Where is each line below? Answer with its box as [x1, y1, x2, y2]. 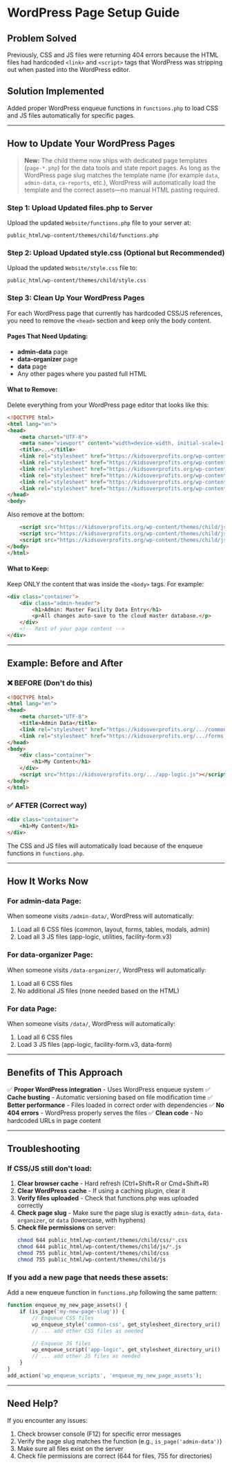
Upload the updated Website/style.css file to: [7, 264, 138, 272]
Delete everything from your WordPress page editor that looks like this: [7, 400, 209, 409]
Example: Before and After [7, 658, 123, 669]
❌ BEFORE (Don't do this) [7, 678, 93, 688]
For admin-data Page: [7, 896, 81, 906]
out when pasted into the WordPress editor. [7, 66, 131, 73]
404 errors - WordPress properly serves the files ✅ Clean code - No [7, 1108, 204, 1117]
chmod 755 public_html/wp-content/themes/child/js [17, 1257, 166, 1263]
